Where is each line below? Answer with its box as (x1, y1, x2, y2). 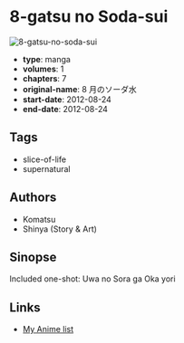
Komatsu (22, 214, 56, 224)
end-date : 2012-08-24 (22, 103, 109, 114)
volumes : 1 (22, 63, 64, 74)
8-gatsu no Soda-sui (9, 6, 169, 27)
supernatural (22, 163, 71, 174)
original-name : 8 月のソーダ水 (22, 83, 138, 94)
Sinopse (9, 249, 57, 264)
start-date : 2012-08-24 (22, 93, 111, 105)
